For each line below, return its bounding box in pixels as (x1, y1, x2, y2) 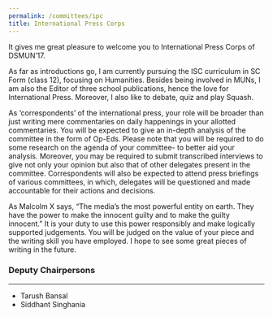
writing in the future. (8, 245, 77, 254)
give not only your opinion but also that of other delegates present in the (8, 159, 250, 169)
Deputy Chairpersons (8, 265, 96, 276)
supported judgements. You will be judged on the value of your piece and (8, 227, 254, 237)
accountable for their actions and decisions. (8, 185, 156, 195)
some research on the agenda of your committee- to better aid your (8, 142, 236, 152)
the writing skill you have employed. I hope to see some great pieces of (8, 236, 247, 245)
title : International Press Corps (8, 20, 126, 28)
